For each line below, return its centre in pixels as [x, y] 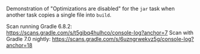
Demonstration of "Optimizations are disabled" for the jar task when [90, 9]
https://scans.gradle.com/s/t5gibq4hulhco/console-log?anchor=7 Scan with [100, 33]
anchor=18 [19, 45]
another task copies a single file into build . [59, 15]
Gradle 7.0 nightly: [28, 39]
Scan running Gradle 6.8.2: [39, 26]
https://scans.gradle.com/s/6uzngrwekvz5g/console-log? [123, 39]
